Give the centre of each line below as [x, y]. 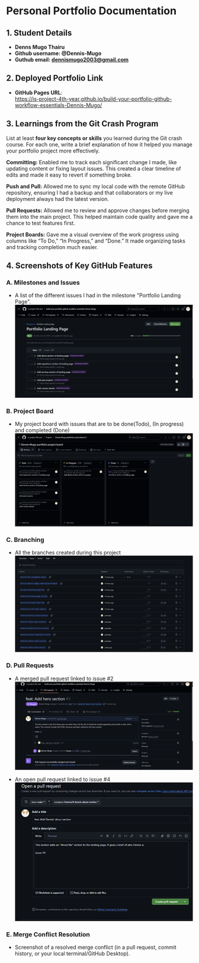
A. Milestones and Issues [43, 282]
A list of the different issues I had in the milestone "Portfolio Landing [98, 295]
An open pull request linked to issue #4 [62, 779]
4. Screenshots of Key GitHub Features [79, 266]
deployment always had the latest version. [58, 199]
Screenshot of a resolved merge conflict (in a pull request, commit [95, 948]
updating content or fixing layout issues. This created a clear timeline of [94, 168]
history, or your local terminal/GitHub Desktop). [72, 954]
